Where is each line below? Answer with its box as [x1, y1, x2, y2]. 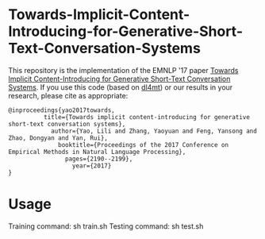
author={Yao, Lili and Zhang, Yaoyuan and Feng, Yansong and [50, 127, 258, 135]
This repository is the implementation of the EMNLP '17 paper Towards [8, 65, 239, 75]
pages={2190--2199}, [64, 155, 133, 163]
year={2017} [71, 161, 112, 170]
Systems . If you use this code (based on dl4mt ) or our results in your [8, 82, 233, 92]
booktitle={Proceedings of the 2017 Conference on [58, 141, 229, 148]
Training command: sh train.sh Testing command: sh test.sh [8, 221, 204, 231]
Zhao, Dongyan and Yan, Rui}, [8, 133, 109, 142]
